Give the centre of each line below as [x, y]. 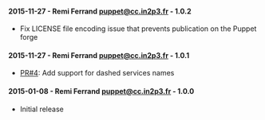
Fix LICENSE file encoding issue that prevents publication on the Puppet [138, 29]
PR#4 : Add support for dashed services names [97, 73]
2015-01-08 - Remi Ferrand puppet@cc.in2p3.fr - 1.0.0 [101, 91]
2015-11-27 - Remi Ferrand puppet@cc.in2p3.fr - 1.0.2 [100, 11]
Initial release [42, 109]
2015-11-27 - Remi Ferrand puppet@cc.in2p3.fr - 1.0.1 [99, 55]
